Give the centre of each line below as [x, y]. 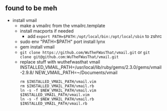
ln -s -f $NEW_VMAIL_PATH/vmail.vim [58, 90]
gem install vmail [37, 46]
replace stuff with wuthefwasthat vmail [60, 61]
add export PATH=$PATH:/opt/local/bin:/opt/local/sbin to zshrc [95, 36]
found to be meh [31, 8]
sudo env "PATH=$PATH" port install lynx [62, 41]
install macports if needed [47, 31]
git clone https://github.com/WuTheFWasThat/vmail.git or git [85, 52]
